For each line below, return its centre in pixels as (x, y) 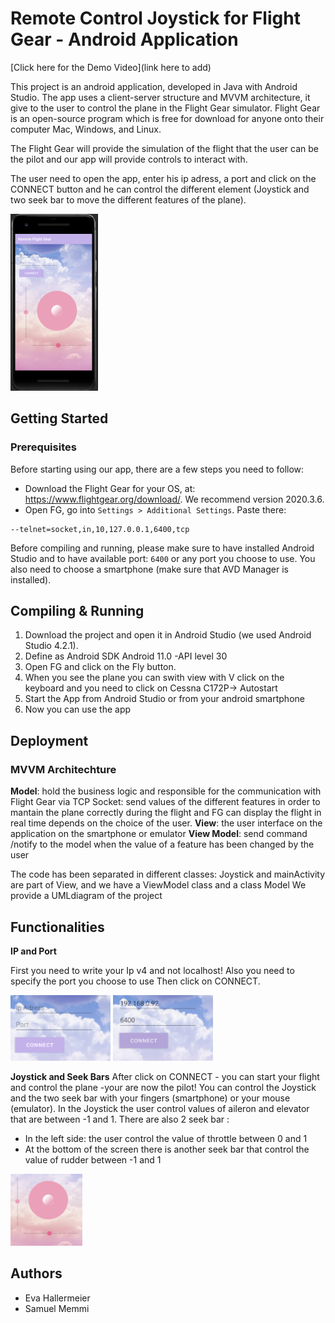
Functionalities (57, 927)
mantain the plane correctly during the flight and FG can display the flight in (166, 813)
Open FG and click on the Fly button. (100, 667)
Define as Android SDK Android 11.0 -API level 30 (126, 656)
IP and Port (33, 951)
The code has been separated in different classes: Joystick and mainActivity (168, 874)
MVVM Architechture (63, 769)
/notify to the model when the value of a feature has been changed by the (162, 844)
